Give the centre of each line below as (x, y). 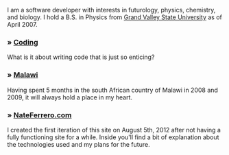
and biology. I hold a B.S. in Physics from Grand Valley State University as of (115, 17)
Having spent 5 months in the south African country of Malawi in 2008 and (112, 90)
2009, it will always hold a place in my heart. (70, 97)
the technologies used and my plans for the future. (79, 144)
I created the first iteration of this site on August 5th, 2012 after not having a (114, 130)
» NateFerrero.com (39, 115)
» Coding (23, 42)
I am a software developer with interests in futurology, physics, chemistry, (111, 10)
